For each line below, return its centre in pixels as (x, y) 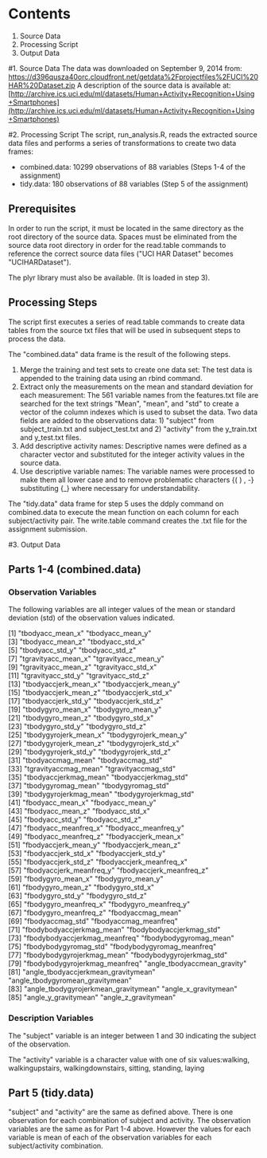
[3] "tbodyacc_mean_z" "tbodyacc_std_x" (77, 642)
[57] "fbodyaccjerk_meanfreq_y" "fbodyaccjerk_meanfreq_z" (108, 870)
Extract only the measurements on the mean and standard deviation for (136, 387)
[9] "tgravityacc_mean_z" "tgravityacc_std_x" (83, 667)
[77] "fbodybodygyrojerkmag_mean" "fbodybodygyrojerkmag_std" (118, 955)
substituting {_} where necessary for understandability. (110, 488)
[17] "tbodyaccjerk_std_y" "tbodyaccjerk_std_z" (86, 701)
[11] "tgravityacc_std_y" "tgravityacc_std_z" (79, 676)
